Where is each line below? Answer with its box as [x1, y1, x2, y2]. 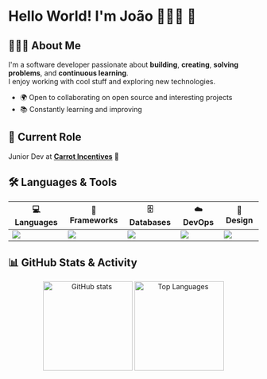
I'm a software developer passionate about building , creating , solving [8, 60, 239, 69]
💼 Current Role [8, 130, 82, 144]
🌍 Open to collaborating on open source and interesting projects [19, 93, 233, 102]
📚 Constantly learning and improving [19, 105, 142, 114]
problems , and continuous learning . [8, 68, 129, 78]
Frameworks [69, 215, 118, 226]
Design [225, 215, 253, 226]
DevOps [182, 216, 215, 227]
